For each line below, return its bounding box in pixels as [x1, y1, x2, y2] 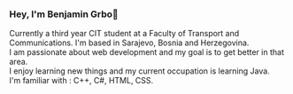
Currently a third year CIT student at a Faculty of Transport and [9, 28, 240, 39]
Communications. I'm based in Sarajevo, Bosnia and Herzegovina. [9, 37, 250, 48]
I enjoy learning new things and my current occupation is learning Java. [9, 66, 270, 76]
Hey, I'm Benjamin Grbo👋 [9, 8, 120, 20]
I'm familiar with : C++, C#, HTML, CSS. [9, 75, 154, 86]
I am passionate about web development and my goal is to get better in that [9, 47, 285, 58]
